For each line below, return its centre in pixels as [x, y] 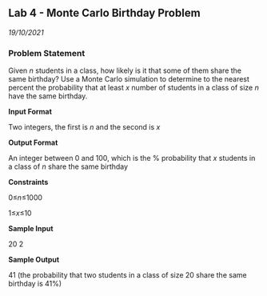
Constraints [28, 182]
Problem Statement [47, 53]
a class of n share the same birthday [68, 166]
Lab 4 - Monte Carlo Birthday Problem [105, 13]
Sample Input [31, 229]
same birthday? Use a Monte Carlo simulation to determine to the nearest [129, 79]
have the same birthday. [48, 96]
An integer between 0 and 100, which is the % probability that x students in [132, 158]
